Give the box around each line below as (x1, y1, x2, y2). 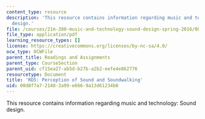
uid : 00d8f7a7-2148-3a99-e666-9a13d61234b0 (6, 83, 119, 89)
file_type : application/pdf (6, 32, 78, 38)
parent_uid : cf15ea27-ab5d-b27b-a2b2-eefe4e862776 (6, 65, 138, 72)
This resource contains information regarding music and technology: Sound (6, 99, 196, 107)
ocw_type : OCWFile (6, 49, 53, 55)
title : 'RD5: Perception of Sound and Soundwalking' (6, 77, 143, 83)
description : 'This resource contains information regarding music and (6, 15, 192, 21)
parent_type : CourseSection (6, 60, 78, 66)
